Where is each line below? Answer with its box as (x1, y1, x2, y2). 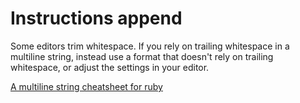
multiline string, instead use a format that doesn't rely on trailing (10, 50, 274, 62)
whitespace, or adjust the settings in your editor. (10, 61, 210, 73)
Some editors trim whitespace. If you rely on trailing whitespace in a (10, 40, 290, 52)
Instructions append (10, 7, 183, 30)
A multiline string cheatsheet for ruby (10, 80, 163, 92)
